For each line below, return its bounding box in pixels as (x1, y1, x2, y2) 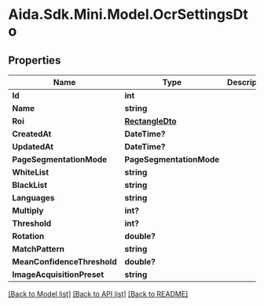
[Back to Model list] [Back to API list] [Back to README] (8, 289, 189, 298)
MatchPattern (12, 244, 65, 254)
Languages (12, 193, 55, 203)
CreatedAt (12, 128, 52, 139)
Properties (8, 53, 61, 67)
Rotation (12, 230, 45, 241)
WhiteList (12, 167, 49, 178)
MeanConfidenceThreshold (12, 256, 118, 267)
